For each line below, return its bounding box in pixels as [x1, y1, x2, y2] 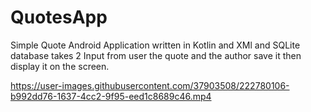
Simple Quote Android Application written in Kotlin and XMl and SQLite [10, 39, 301, 51]
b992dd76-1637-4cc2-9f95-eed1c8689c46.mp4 [10, 90, 212, 102]
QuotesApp [10, 6, 108, 29]
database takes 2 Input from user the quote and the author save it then [10, 49, 302, 61]
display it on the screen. [10, 60, 110, 72]
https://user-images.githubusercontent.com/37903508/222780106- [10, 79, 290, 91]
